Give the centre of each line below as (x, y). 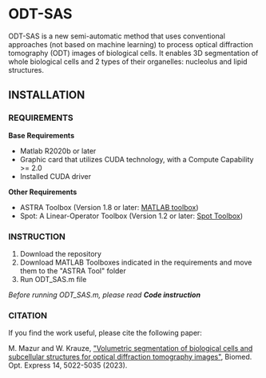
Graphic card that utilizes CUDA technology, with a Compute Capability (137, 159)
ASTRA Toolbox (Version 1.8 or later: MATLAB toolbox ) (109, 207)
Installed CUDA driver (56, 176)
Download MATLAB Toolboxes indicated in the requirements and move (136, 262)
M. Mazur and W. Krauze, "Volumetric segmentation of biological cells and (131, 348)
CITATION (28, 315)
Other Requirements (43, 192)
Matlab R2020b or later (58, 151)
